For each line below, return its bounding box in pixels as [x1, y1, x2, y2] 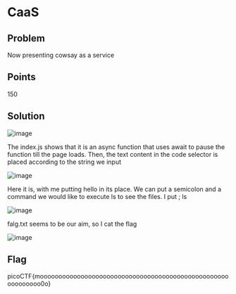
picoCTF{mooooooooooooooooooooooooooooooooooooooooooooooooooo [7, 272, 229, 281]
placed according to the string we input [7, 158, 122, 166]
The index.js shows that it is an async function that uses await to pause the [7, 142, 225, 151]
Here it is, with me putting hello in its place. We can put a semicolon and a [7, 184, 222, 193]
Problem [7, 32, 46, 44]
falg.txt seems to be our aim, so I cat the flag [7, 219, 137, 228]
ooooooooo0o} [7, 279, 51, 288]
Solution [7, 110, 45, 122]
